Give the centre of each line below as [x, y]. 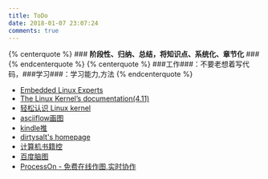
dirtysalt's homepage [55, 137]
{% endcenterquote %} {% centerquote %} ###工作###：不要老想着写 [126, 64]
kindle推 [34, 128]
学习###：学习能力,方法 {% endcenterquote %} [114, 74]
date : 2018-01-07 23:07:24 [53, 23]
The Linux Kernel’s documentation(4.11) [85, 99]
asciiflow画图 [42, 118]
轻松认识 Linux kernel [55, 108]
